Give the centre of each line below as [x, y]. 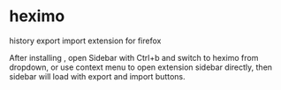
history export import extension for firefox [85, 41]
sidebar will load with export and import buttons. [97, 76]
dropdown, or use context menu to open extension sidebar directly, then [140, 67]
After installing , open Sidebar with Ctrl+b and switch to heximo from [134, 57]
